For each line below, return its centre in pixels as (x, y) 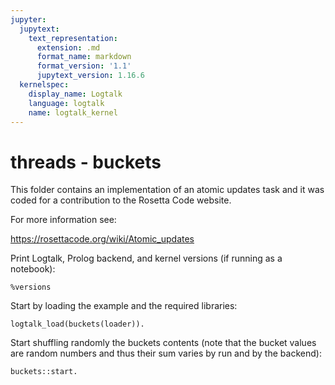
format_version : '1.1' (84, 66)
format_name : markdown (84, 57)
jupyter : (28, 19)
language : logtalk (66, 103)
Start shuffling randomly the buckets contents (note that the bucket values (163, 343)
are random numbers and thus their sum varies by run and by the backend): (166, 353)
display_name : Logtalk (75, 94)
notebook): (33, 269)
